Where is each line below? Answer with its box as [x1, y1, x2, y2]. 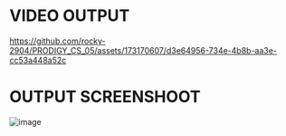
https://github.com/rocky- [9, 35, 106, 46]
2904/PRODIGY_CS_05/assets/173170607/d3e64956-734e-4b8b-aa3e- [9, 44, 278, 55]
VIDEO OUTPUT [9, 5, 130, 26]
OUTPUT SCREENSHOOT [9, 87, 201, 107]
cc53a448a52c [9, 54, 67, 65]
